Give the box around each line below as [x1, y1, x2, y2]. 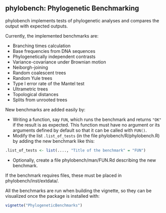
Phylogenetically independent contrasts [12, 53, 96, 59]
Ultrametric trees [12, 86, 48, 92]
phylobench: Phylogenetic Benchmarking [5, 4, 139, 13]
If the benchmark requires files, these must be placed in [5, 172, 122, 178]
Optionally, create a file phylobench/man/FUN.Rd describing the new [12, 157, 156, 163]
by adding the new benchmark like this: [12, 138, 95, 144]
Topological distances [12, 91, 59, 97]
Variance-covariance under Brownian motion [12, 58, 106, 65]
